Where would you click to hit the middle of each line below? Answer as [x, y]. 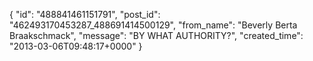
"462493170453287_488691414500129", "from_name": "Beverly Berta [153, 25]
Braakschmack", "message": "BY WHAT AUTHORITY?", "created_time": [156, 35]
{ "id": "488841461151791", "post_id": [85, 14]
